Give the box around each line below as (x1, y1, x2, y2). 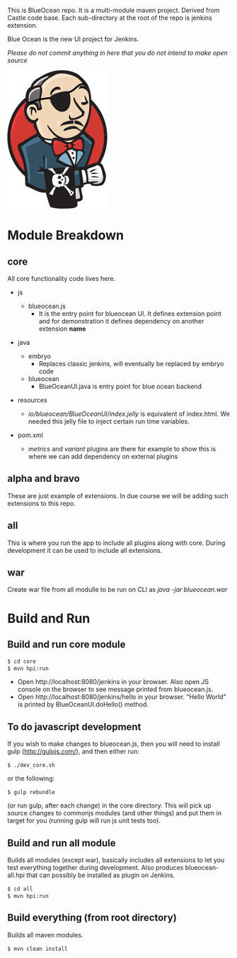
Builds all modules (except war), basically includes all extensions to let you (7, 856, 225, 864)
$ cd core (7, 658, 37, 666)
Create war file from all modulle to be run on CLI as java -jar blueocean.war (7, 585, 228, 594)
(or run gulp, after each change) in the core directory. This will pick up (7, 801, 212, 810)
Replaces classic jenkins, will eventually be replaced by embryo (38, 360, 224, 368)
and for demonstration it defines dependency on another (38, 317, 204, 325)
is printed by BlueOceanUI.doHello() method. (17, 700, 149, 709)
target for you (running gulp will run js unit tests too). (7, 816, 161, 825)
